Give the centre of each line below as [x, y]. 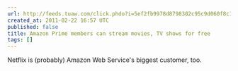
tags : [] [20, 40]
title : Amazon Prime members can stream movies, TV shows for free [109, 33]
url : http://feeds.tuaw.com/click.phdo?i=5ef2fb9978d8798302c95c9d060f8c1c [121, 14]
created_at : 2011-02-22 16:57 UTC [58, 20]
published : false [33, 27]
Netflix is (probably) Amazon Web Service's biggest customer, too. [104, 60]
